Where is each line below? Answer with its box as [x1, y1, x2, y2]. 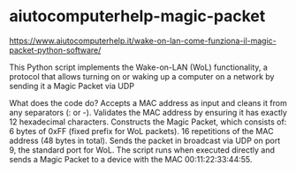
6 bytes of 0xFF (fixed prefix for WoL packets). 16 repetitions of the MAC [9, 125, 274, 136]
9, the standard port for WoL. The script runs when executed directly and [9, 144, 276, 155]
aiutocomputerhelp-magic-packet [9, 6, 266, 26]
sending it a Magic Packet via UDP [9, 80, 135, 91]
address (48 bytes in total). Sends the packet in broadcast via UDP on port [9, 135, 281, 146]
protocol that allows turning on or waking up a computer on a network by [9, 71, 275, 81]
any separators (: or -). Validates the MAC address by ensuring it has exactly [9, 107, 287, 117]
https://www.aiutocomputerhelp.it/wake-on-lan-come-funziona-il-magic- [9, 35, 277, 46]
